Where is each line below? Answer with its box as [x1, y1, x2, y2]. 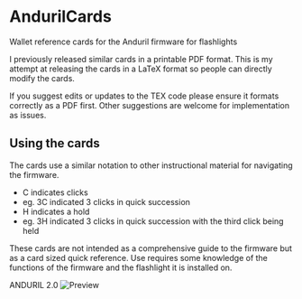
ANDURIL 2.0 [9, 279, 59, 290]
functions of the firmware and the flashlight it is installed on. [9, 262, 233, 273]
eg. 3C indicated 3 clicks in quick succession [22, 196, 191, 207]
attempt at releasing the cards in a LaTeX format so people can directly [9, 63, 272, 74]
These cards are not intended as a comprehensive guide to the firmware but [9, 242, 293, 254]
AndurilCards [9, 6, 113, 27]
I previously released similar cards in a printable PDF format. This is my [9, 53, 273, 64]
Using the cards [9, 135, 101, 151]
